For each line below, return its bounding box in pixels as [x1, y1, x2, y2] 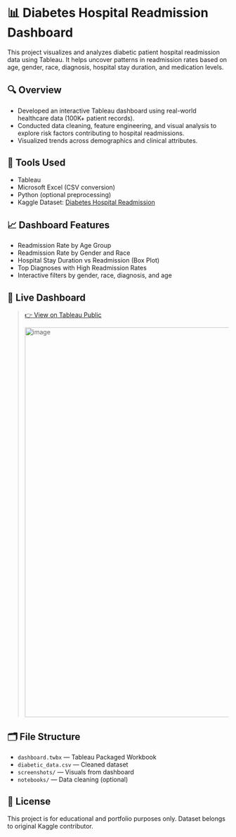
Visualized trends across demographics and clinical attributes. [17, 136, 198, 144]
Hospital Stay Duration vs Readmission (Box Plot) [17, 256, 160, 265]
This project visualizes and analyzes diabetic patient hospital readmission [7, 48, 220, 56]
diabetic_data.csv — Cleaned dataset [17, 760, 129, 769]
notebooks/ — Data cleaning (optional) [17, 775, 129, 783]
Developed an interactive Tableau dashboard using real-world [17, 106, 197, 115]
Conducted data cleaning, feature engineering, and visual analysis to [17, 121, 217, 130]
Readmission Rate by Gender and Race [17, 248, 131, 257]
